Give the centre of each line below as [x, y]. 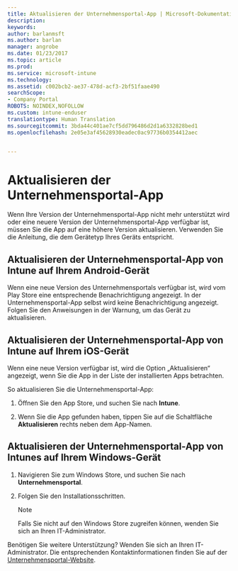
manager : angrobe [33, 47]
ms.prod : [20, 67]
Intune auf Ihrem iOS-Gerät [68, 351]
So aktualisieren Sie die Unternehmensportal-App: [80, 389]
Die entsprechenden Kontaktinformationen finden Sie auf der [138, 552]
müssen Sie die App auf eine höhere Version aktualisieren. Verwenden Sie [115, 230]
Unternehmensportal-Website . [51, 560]
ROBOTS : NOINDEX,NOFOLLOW [45, 106]
